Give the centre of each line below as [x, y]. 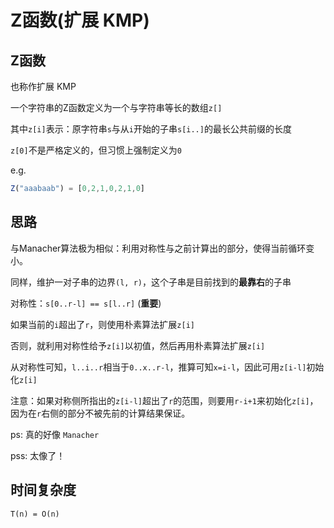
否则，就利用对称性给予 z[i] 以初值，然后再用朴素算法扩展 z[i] [138, 345]
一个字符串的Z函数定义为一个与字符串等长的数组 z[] [116, 107]
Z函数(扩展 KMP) [80, 20]
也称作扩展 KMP [43, 86]
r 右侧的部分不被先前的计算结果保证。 [113, 413]
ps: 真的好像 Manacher [55, 434]
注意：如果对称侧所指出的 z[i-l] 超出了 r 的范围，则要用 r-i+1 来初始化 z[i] [160, 400]
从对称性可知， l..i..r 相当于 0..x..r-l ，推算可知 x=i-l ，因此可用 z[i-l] [158, 367]
